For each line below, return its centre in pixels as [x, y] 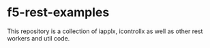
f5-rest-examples [58, 13]
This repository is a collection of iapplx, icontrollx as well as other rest [105, 31]
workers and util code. [39, 38]
